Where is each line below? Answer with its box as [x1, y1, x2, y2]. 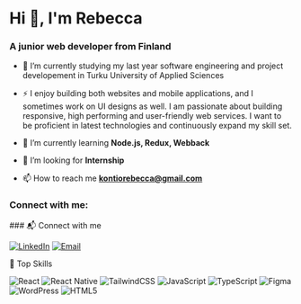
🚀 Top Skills [9, 258, 53, 269]
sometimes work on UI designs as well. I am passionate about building [22, 101, 283, 112]
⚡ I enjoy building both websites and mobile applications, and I [22, 88, 254, 99]
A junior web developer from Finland [9, 40, 172, 53]
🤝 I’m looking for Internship [22, 155, 125, 165]
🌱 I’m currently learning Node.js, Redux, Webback [22, 138, 210, 148]
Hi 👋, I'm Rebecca [9, 8, 143, 29]
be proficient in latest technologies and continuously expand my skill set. [22, 121, 292, 131]
